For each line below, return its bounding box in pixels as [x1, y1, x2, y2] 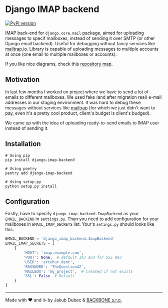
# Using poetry [5, 166, 37, 171]
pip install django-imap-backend [5, 157, 75, 163]
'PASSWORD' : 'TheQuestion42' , [23, 264, 86, 269]
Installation [5, 139, 41, 148]
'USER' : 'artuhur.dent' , [23, 259, 75, 264]
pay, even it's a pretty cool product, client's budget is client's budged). [5, 110, 151, 116]
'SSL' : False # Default [23, 273, 75, 279]
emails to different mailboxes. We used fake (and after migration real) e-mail [5, 94, 162, 100]
